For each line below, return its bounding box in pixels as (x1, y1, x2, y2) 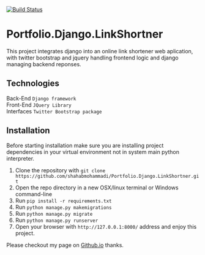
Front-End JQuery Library (6, 101, 72, 108)
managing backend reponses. (6, 60, 81, 67)
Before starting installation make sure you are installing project (6, 142, 164, 149)
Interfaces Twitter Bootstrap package (6, 107, 102, 115)
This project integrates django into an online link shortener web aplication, (6, 47, 193, 55)
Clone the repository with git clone (15, 166, 106, 174)
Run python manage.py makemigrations (15, 203, 112, 211)
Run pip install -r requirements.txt (15, 197, 112, 204)
